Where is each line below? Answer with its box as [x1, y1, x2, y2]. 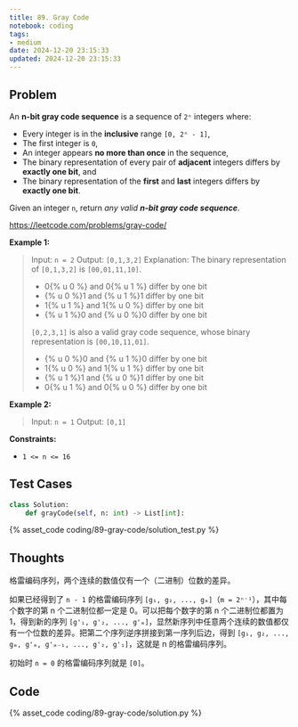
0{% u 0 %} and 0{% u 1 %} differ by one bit [44, 281, 207, 291]
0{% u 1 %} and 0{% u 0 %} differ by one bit [44, 381, 207, 392]
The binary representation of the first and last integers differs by [21, 176, 261, 186]
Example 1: [9, 237, 51, 248]
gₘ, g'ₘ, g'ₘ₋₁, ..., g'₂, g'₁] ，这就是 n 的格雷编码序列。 [9, 639, 231, 649]
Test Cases [9, 477, 73, 492]
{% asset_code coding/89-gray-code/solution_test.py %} [9, 525, 220, 535]
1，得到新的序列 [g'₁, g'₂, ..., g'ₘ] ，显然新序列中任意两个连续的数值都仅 [9, 617, 289, 627]
